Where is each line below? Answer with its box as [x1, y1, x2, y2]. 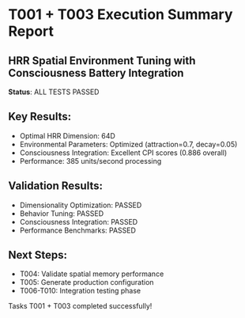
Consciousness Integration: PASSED [19, 217, 138, 226]
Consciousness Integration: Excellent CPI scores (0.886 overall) [19, 148, 228, 157]
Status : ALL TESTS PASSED [8, 87, 100, 97]
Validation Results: [8, 180, 103, 193]
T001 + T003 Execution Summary [8, 6, 233, 24]
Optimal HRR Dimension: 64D [19, 131, 116, 140]
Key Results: [8, 110, 72, 123]
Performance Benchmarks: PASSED [19, 225, 137, 235]
